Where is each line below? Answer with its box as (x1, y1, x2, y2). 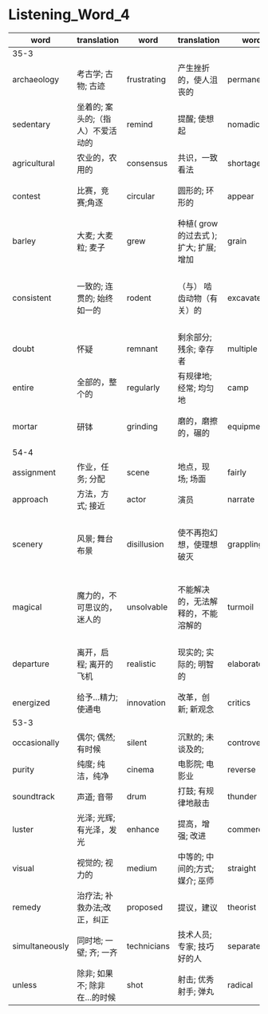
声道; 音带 (77, 791, 114, 803)
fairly (227, 467, 247, 478)
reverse (227, 763, 257, 775)
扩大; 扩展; (177, 242, 217, 253)
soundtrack (12, 791, 56, 802)
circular (126, 190, 156, 201)
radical (227, 979, 254, 990)
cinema (126, 763, 155, 775)
